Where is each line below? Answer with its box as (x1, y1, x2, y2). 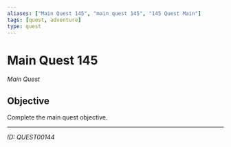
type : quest (7, 23, 41, 30)
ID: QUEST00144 (7, 133, 55, 142)
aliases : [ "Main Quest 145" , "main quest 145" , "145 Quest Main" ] (7, 10, 201, 17)
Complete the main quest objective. (7, 113, 108, 122)
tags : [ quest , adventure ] (7, 16, 81, 23)
